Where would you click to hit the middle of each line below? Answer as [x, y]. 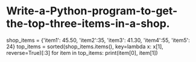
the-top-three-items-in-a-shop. [88, 24]
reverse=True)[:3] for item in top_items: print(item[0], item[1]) [82, 52]
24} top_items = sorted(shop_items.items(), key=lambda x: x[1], [85, 46]
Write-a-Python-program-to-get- [92, 11]
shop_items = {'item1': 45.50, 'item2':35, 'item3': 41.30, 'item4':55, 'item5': [98, 40]
